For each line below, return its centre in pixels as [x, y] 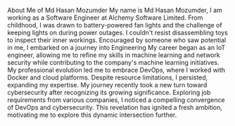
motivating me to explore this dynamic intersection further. [92, 115]
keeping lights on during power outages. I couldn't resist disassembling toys [118, 32]
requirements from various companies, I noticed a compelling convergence [116, 100]
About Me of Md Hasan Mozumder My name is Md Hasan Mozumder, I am [115, 10]
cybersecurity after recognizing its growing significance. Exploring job [109, 92]
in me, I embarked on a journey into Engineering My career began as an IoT [116, 48]
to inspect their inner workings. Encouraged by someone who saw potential [117, 40]
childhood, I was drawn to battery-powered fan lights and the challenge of [115, 25]
